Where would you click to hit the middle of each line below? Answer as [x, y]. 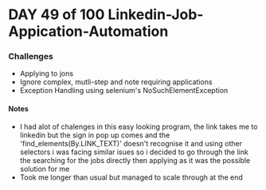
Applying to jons [47, 74]
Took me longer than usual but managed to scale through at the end [131, 177]
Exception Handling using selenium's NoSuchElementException [124, 91]
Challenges [31, 56]
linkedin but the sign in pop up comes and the [95, 135]
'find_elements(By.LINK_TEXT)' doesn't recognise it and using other [131, 143]
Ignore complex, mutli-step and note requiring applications [116, 82]
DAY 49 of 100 [57, 15]
